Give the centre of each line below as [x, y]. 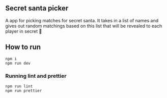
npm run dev [18, 63]
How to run [23, 47]
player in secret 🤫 [24, 31]
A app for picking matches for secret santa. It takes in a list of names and [82, 20]
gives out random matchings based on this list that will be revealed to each [84, 26]
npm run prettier [24, 90]
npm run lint [19, 86]
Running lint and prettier [36, 76]
